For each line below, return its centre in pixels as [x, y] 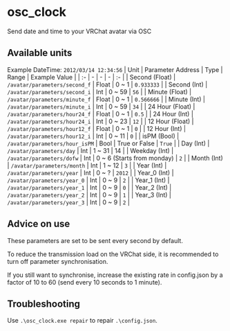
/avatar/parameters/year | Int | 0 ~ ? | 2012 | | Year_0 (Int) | [90, 172]
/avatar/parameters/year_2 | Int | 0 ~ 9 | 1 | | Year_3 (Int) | [89, 195]
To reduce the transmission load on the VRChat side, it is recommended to [113, 254]
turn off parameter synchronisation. [58, 261]
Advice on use [39, 224]
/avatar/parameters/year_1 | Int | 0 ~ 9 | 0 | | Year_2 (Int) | [89, 187]
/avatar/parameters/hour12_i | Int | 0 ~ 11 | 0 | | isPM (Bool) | [93, 136]
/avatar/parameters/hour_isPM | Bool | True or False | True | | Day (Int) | [108, 143]
